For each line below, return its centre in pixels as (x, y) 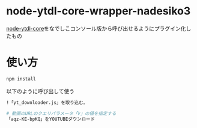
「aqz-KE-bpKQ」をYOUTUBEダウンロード (50, 119)
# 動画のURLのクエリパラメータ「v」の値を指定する (61, 113)
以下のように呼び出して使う (41, 91)
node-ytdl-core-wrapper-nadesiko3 (98, 11)
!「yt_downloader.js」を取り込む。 (47, 102)
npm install (21, 79)
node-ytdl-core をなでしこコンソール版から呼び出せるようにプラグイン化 (96, 28)
